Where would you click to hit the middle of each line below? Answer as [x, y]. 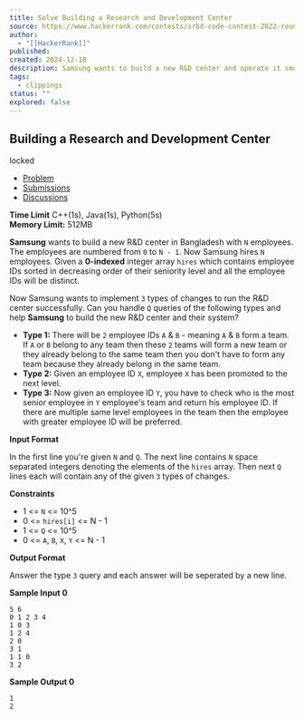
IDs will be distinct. [44, 281]
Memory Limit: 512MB [51, 225]
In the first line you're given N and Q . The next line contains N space [133, 457]
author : [24, 34]
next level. [42, 383]
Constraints [32, 494]
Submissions [46, 188]
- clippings [40, 85]
